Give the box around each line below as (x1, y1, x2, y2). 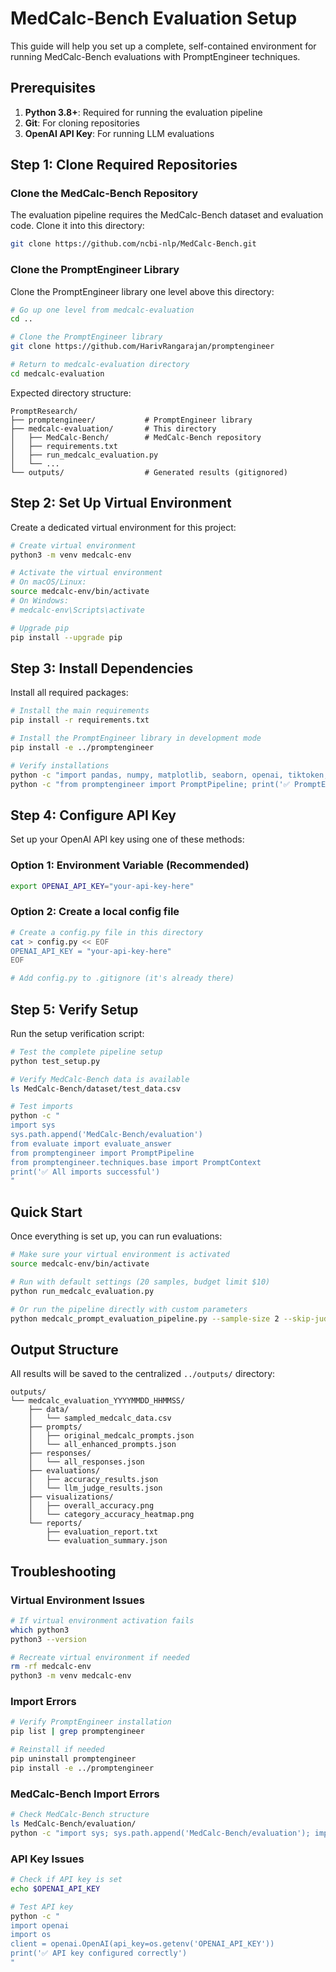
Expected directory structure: (10, 387, 132, 399)
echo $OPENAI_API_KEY (10, 1883, 101, 1894)
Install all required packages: (10, 687, 129, 699)
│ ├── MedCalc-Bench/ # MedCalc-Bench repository (10, 432, 262, 442)
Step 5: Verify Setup (10, 1001, 139, 1018)
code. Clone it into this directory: (10, 220, 145, 232)
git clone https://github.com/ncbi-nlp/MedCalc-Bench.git (10, 239, 257, 249)
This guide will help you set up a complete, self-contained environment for (10, 40, 317, 52)
